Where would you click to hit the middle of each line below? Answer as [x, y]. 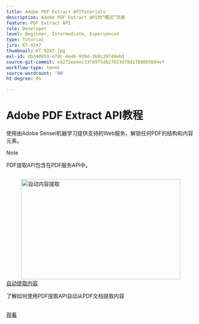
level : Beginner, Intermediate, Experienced [63, 34]
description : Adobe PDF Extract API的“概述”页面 [66, 17]
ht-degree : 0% [24, 79]
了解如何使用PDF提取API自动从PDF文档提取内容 [65, 296]
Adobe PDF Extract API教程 [75, 115]
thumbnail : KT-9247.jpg [36, 51]
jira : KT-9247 [24, 46]
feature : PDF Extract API [38, 23]
